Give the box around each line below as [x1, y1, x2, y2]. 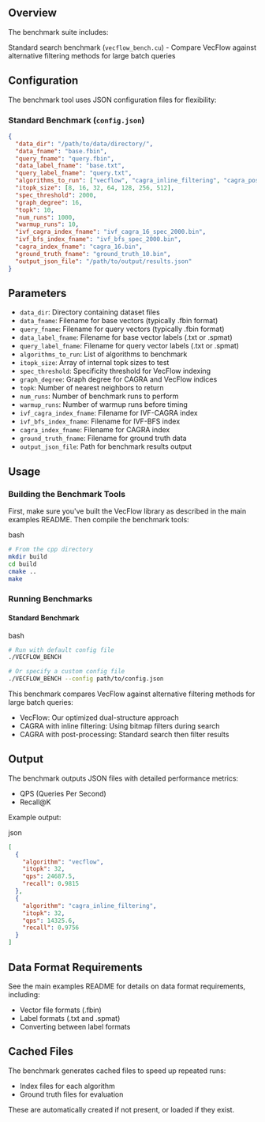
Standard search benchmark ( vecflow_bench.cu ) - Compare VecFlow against [8, 43, 256, 52]
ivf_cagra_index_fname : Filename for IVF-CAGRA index [19, 409, 199, 418]
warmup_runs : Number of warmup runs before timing [19, 400, 188, 409]
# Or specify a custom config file [8, 668, 125, 676]
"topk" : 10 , [15, 205, 55, 214]
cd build [8, 560, 37, 568]
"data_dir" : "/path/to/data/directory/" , [15, 140, 154, 148]
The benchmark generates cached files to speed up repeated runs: [8, 1066, 226, 1075]
